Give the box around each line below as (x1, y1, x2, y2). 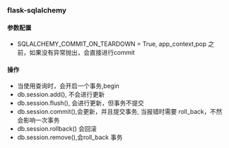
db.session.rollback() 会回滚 (17, 125, 98, 133)
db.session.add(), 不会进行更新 (17, 90, 105, 99)
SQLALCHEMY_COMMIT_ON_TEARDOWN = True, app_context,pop (17, 40, 207, 48)
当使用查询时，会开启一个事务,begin (17, 82, 120, 90)
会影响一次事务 (17, 116, 60, 125)
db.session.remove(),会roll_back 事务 (17, 133, 123, 142)
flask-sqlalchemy (7, 5, 67, 15)
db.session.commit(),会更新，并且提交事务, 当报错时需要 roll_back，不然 (17, 108, 222, 116)
